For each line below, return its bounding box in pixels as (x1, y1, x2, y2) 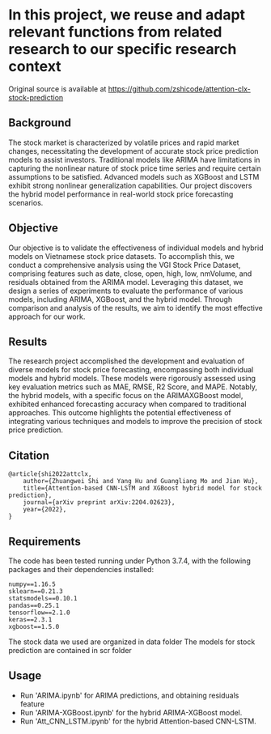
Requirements (8, 534, 81, 548)
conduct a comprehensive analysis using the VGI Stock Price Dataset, (8, 260, 241, 269)
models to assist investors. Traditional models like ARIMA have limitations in (8, 155, 260, 164)
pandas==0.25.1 (8, 601, 60, 609)
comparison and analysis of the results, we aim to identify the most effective (8, 303, 263, 312)
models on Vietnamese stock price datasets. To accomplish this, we (8, 251, 235, 261)
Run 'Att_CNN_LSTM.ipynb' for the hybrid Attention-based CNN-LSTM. (19, 716, 256, 726)
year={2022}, (23, 506, 67, 514)
